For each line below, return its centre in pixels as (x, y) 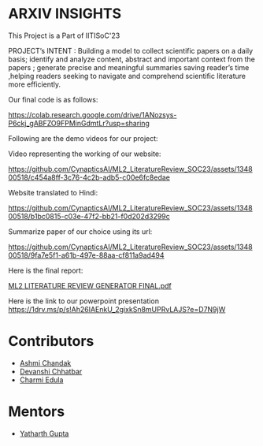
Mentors (37, 412)
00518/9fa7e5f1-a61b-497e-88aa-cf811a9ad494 (86, 255)
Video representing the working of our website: (85, 154)
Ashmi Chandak (45, 362)
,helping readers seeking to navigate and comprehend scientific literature (127, 76)
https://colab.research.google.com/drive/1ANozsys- (93, 114)
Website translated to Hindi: (53, 192)
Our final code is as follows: (53, 99)
